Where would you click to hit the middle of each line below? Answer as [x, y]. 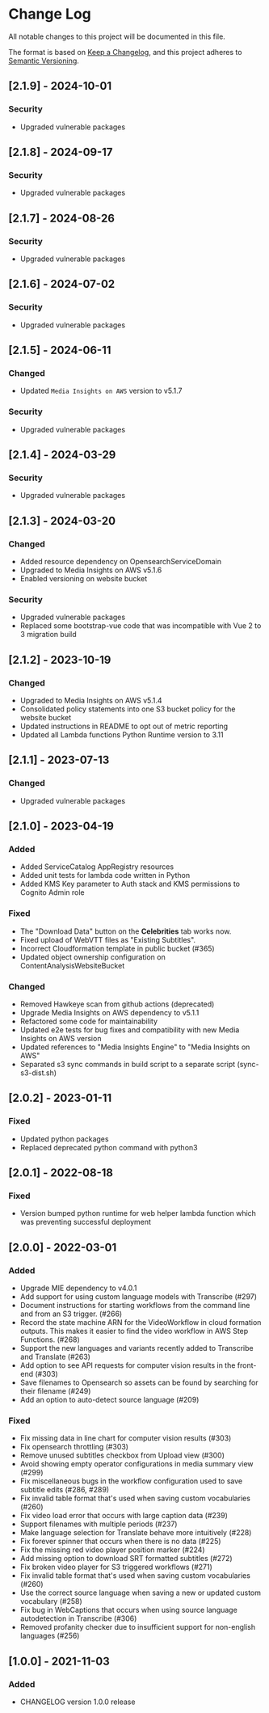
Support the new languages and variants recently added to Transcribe [137, 1348]
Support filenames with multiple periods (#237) [99, 1524]
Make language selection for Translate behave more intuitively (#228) [136, 1533]
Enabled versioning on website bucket [84, 579]
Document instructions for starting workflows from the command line [135, 1306]
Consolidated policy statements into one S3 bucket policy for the [128, 709]
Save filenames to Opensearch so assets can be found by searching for [139, 1382]
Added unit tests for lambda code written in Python [105, 875]
